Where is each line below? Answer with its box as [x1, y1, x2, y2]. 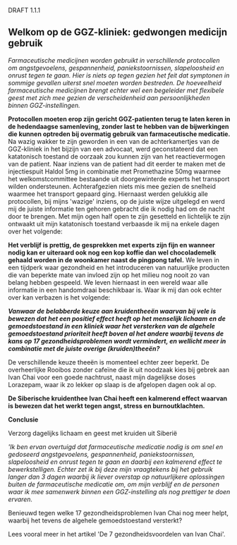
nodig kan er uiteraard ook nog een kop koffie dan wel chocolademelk [8, 248, 217, 257]
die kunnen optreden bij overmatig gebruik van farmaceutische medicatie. [8, 130, 231, 138]
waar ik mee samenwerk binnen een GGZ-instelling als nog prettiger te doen [8, 487, 231, 496]
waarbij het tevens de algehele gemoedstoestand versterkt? [8, 516, 183, 525]
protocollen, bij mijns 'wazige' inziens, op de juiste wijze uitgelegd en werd [8, 197, 225, 205]
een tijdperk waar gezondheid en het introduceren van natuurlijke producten [8, 263, 230, 271]
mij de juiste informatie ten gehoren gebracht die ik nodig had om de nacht [8, 204, 225, 213]
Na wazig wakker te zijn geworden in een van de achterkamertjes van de [8, 137, 219, 145]
